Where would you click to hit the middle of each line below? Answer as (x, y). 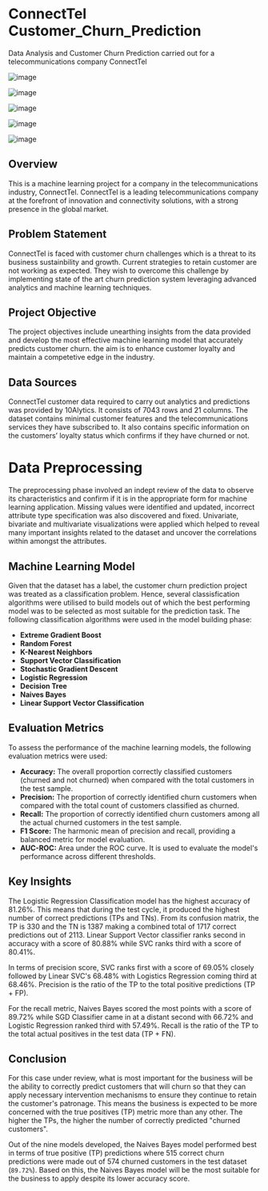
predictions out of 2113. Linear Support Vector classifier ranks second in (127, 935)
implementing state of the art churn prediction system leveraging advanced (133, 279)
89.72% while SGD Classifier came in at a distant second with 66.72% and (131, 1017)
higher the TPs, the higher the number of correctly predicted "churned (124, 1121)
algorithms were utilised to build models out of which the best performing (129, 602)
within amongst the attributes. (58, 542)
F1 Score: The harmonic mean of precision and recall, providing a (128, 831)
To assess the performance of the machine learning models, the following (130, 747)
